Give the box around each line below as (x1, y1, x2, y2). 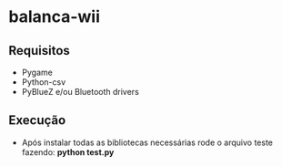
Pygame (21, 67, 54, 78)
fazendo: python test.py (21, 146, 115, 157)
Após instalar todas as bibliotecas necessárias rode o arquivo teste (21, 137, 274, 148)
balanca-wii (8, 6, 101, 27)
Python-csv (21, 77, 66, 88)
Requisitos (8, 43, 70, 58)
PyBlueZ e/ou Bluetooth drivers (21, 87, 140, 97)
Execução (8, 112, 66, 129)
